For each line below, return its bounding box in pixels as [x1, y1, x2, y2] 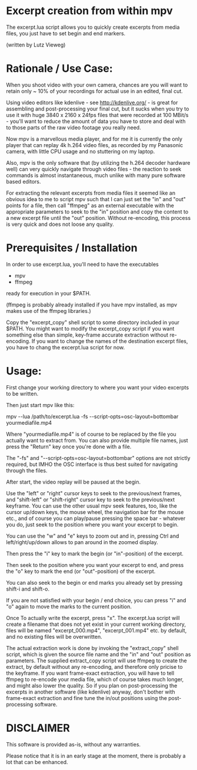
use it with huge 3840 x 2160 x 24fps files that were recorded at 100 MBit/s [6, 111, 189, 118]
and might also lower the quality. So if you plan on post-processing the [6, 682, 178, 689]
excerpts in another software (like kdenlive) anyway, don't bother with [6, 688, 175, 695]
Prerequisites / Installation [6, 241, 138, 255]
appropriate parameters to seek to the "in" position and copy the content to [6, 208, 189, 215]
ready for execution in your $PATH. [6, 289, 91, 296]
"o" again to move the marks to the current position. [6, 603, 132, 610]
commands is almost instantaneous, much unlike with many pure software [6, 172, 186, 179]
